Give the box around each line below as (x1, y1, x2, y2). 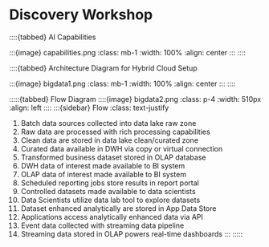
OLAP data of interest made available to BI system (20, 169, 187, 179)
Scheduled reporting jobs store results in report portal (20, 178, 199, 188)
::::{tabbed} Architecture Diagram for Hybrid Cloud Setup (9, 63, 198, 73)
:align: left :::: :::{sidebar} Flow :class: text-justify (9, 103, 169, 112)
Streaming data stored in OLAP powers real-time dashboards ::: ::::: (20, 229, 243, 238)
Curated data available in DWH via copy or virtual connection (20, 144, 223, 153)
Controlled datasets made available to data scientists (20, 186, 196, 196)
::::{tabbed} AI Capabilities (9, 32, 96, 42)
